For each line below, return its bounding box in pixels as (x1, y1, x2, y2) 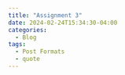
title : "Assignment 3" (8, 11, 83, 20)
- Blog (15, 33, 37, 41)
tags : (8, 41, 26, 48)
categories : (8, 26, 47, 34)
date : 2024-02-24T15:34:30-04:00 (8, 19, 118, 27)
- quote (15, 55, 41, 63)
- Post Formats (15, 48, 65, 55)
